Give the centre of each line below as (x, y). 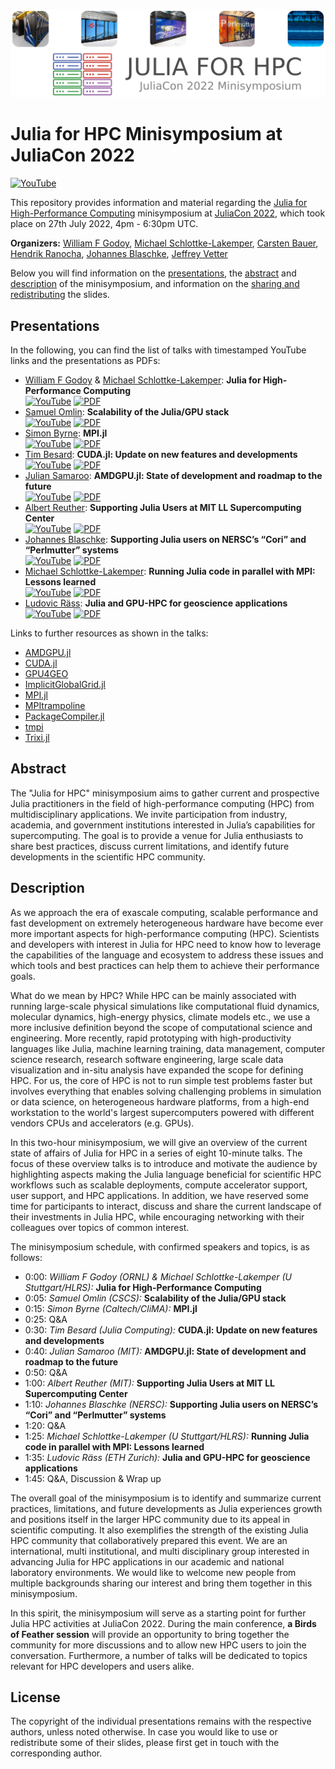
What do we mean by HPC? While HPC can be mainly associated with (153, 995)
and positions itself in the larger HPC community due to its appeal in (150, 1519)
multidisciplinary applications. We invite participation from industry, (149, 814)
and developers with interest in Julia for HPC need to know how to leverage (166, 944)
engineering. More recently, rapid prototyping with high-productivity (151, 1038)
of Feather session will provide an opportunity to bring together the (150, 1634)
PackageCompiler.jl (64, 716)
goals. (23, 976)
